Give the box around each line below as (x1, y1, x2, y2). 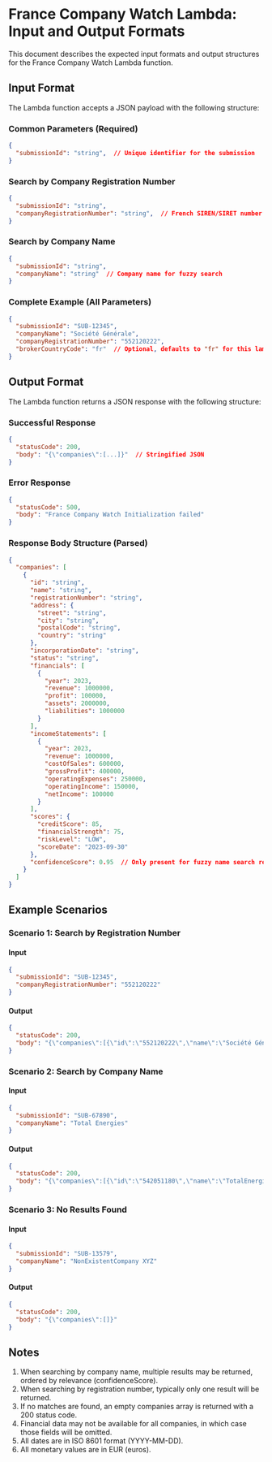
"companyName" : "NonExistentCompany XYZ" (15, 1257, 158, 1265)
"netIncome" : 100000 (44, 789, 114, 798)
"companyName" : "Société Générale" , (15, 330, 139, 338)
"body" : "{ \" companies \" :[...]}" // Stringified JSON (15, 450, 205, 459)
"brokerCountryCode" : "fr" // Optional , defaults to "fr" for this (15, 345, 252, 353)
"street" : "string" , (37, 608, 107, 617)
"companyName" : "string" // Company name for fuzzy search (15, 270, 223, 278)
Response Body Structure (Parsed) (8, 538, 148, 549)
